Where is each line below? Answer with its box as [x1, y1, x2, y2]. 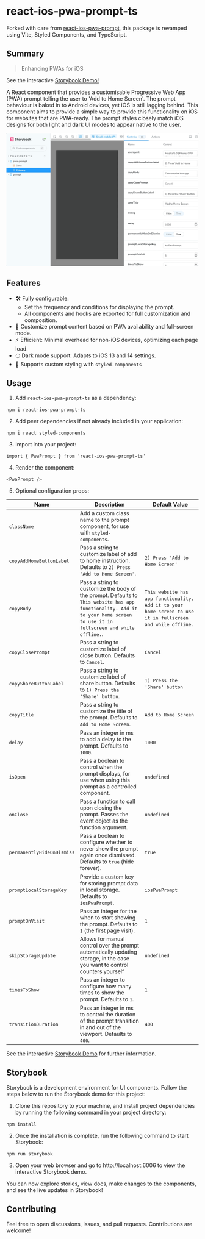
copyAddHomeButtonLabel [9, 558, 70, 565]
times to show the [79, 989, 125, 996]
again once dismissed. [79, 852, 136, 859]
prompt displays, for [79, 769, 131, 777]
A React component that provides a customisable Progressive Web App [6, 88, 186, 96]
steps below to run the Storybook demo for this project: [6, 1090, 146, 1098]
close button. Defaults [79, 651, 135, 659]
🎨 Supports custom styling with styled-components [15, 360, 142, 368]
